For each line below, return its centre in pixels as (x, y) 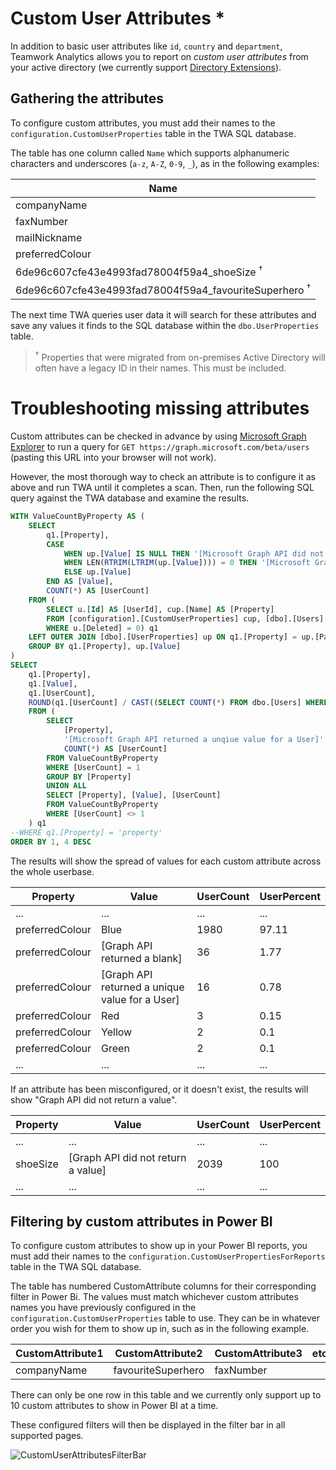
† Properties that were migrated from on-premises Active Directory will (180, 357)
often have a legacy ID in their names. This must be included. (160, 368)
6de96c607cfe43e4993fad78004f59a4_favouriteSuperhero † (163, 289)
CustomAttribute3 (258, 1354)
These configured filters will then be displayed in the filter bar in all (148, 1425)
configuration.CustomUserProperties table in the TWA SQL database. (153, 133)
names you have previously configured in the (103, 1308)
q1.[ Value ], (53, 683)
